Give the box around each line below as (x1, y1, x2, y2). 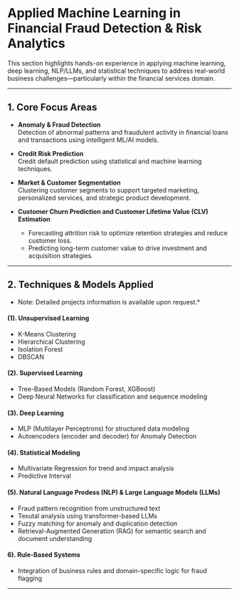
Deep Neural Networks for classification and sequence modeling (17, 392, 208, 401)
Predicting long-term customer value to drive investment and (28, 244, 208, 252)
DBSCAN (17, 352, 45, 361)
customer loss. (28, 236, 73, 245)
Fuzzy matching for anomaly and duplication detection (17, 519, 178, 528)
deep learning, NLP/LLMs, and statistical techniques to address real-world (7, 66, 225, 75)
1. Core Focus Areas (7, 101, 97, 113)
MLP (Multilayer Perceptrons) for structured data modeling (17, 424, 190, 433)
